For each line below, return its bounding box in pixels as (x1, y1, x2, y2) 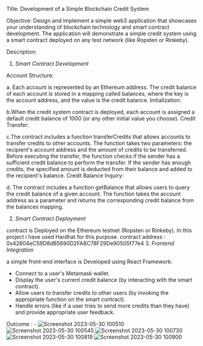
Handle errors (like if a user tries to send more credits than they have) (15, 302, 190, 309)
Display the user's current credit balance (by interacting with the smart (15, 277, 193, 283)
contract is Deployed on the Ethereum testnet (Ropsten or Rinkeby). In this (6, 227, 193, 234)
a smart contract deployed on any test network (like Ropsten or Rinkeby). (6, 37, 190, 43)
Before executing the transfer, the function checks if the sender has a (6, 152, 181, 160)
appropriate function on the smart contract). (15, 295, 126, 303)
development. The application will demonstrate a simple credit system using (6, 30, 197, 37)
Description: (6, 48, 37, 55)
